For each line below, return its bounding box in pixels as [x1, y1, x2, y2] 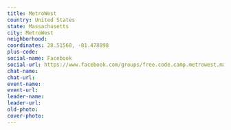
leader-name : [7, 94, 45, 100]
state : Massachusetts [7, 23, 69, 30]
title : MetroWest [7, 10, 57, 17]
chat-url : [7, 74, 36, 81]
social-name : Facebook [7, 55, 72, 62]
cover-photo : [7, 112, 45, 119]
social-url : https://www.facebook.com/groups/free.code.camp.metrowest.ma [7, 61, 226, 68]
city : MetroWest [7, 29, 54, 36]
